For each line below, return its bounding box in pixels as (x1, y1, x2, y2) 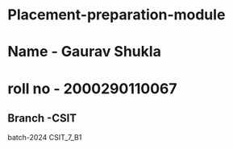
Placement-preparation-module (7, 6, 226, 24)
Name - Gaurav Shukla (7, 43, 162, 61)
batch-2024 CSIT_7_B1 (7, 133, 82, 143)
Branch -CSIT (7, 111, 77, 125)
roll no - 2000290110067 (7, 79, 178, 97)
